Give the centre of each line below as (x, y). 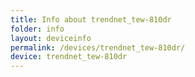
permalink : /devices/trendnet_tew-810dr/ (98, 47)
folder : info (37, 29)
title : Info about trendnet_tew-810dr (91, 19)
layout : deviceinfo (51, 38)
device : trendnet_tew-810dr (69, 57)
